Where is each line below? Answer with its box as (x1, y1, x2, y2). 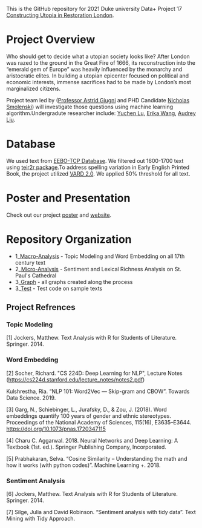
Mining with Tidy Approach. (6, 515, 76, 523)
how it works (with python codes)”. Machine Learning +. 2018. (6, 461, 161, 469)
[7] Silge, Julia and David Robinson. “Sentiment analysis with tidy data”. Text (6, 509, 196, 516)
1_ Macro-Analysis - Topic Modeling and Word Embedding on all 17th (15, 252, 185, 260)
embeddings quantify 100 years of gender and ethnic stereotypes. (6, 412, 171, 420)
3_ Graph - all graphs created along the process (15, 278, 133, 285)
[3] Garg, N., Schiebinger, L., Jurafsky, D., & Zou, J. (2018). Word (6, 406, 168, 413)
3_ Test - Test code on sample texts (15, 285, 103, 292)
